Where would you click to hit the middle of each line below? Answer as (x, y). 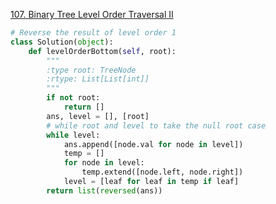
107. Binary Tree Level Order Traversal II (92, 14)
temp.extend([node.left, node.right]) (162, 172)
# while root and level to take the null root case (156, 125)
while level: (73, 135)
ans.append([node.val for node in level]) (153, 144)
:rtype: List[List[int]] (98, 79)
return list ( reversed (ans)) (104, 190)
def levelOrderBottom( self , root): (102, 51)
